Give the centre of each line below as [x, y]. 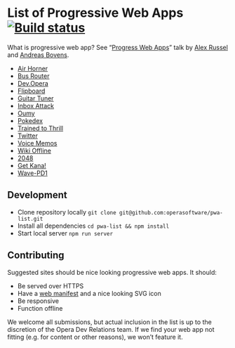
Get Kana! [32, 165]
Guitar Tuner [35, 98]
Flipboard [31, 91]
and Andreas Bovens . [38, 55]
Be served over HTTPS [51, 285]
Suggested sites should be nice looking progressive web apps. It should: [112, 272]
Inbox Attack [36, 105]
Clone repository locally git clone [67, 212]
